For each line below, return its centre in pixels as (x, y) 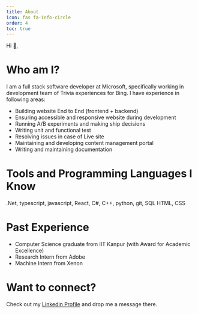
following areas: (26, 99)
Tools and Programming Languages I (99, 174)
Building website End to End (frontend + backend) (76, 111)
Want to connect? (51, 288)
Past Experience (48, 228)
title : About (22, 12)
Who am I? (33, 70)
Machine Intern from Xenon (49, 263)
